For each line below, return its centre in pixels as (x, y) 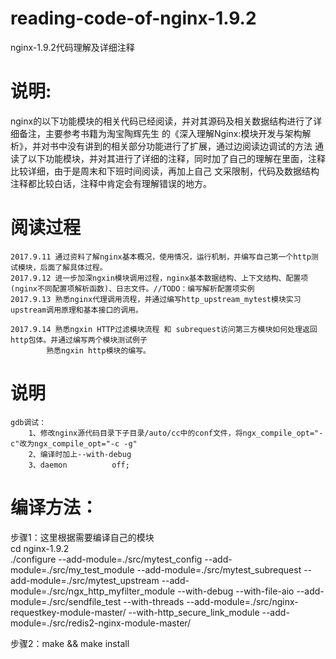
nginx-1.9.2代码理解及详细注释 (72, 47)
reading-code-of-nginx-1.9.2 (133, 18)
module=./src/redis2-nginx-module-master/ (101, 623)
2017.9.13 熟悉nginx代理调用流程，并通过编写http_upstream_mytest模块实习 (156, 299)
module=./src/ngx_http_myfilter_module (93, 591)
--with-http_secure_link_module (194, 612)
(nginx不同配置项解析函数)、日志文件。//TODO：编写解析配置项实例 (132, 288)
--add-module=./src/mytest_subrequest (219, 569)
